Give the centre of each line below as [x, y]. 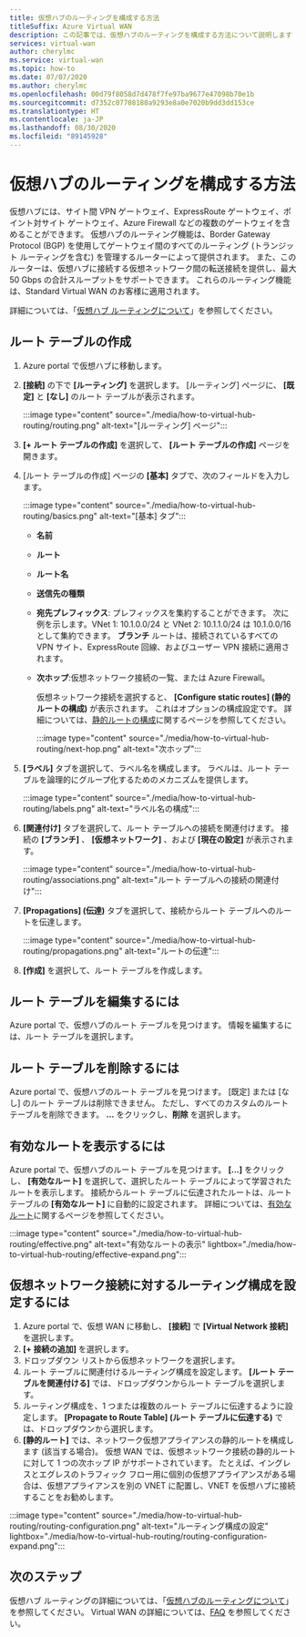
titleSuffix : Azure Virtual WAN [71, 26]
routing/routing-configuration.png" [75, 1526]
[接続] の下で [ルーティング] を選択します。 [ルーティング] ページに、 [152, 384]
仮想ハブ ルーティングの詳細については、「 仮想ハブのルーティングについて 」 [152, 1601]
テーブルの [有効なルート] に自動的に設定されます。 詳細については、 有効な [151, 1204]
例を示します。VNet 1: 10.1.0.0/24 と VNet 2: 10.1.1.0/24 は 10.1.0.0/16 [163, 624]
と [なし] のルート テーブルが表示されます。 [118, 396]
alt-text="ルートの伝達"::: [172, 951]
